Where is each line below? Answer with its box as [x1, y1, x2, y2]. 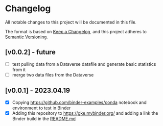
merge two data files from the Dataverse [12, 72, 94, 77]
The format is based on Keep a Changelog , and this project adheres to [5, 28, 147, 34]
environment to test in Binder [12, 105, 71, 111]
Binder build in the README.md [12, 116, 76, 122]
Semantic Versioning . [5, 34, 48, 40]
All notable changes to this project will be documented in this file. [5, 19, 137, 25]
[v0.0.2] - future [5, 48, 56, 56]
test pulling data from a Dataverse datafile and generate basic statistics [12, 61, 156, 67]
